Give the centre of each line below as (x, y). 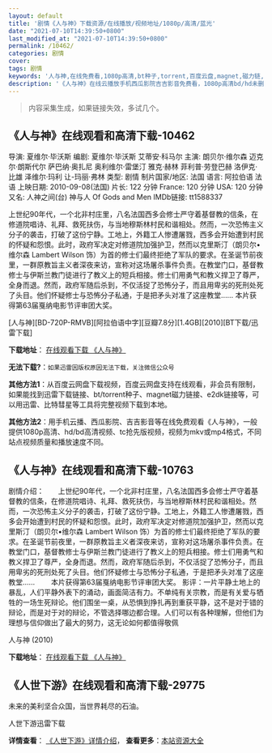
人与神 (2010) (31, 640)
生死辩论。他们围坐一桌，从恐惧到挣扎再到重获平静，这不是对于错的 (150, 602)
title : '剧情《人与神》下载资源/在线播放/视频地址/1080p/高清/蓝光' (112, 23)
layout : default (36, 16)
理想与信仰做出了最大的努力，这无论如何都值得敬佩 (93, 623)
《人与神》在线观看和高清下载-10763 (101, 470)
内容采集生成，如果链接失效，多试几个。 (96, 108)
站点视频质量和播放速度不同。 (58, 442)
